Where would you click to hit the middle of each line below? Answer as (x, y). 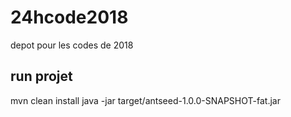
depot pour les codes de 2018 (72, 45)
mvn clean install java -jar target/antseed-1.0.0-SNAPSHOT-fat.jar (145, 100)
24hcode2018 (69, 17)
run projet (41, 76)
